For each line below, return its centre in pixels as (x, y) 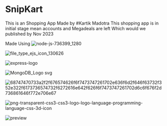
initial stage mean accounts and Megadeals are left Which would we (75, 28)
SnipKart (24, 9)
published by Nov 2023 (29, 34)
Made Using (18, 43)
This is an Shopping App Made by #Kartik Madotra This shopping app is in (82, 23)
